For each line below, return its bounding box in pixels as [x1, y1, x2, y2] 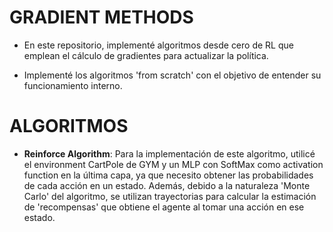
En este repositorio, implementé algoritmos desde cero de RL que [23, 39, 294, 51]
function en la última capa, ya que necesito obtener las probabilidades [23, 169, 314, 181]
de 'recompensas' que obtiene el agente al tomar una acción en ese [23, 201, 305, 213]
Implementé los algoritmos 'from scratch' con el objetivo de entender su [23, 69, 322, 81]
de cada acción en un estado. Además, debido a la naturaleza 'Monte [23, 179, 311, 191]
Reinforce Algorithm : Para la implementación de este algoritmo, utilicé [23, 147, 316, 160]
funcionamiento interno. [23, 79, 123, 91]
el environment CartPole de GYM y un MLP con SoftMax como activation [23, 158, 324, 170]
